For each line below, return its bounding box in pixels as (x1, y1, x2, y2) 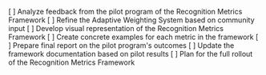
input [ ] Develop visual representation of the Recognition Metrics (8, 24, 224, 33)
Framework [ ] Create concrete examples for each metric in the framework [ (8, 32, 259, 41)
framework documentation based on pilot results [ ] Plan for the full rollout (8, 49, 253, 58)
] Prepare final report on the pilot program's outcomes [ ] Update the (8, 41, 235, 50)
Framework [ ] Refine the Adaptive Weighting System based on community (8, 15, 255, 25)
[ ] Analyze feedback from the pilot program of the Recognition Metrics (8, 7, 243, 16)
